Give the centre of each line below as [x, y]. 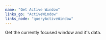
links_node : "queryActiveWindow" [39, 19]
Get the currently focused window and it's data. [53, 33]
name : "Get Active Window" [33, 10]
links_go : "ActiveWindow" [31, 14]
